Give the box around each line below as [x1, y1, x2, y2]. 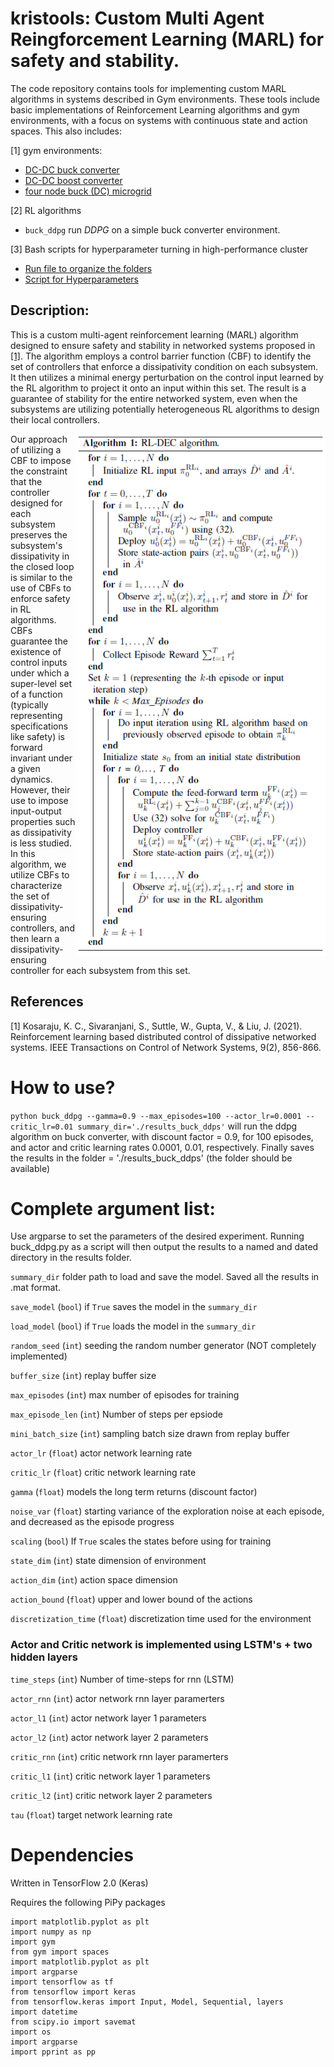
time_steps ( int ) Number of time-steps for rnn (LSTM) [10, 1673, 235, 1685]
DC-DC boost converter [24, 174, 123, 186]
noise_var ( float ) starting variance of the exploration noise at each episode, [10, 1505, 325, 1517]
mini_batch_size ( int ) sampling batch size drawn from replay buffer [10, 1428, 290, 1440]
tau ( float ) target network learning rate [10, 1808, 173, 1821]
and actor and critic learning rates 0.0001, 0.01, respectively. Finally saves [10, 1141, 315, 1153]
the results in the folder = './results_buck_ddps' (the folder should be [10, 1152, 293, 1164]
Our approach [10, 433, 68, 445]
